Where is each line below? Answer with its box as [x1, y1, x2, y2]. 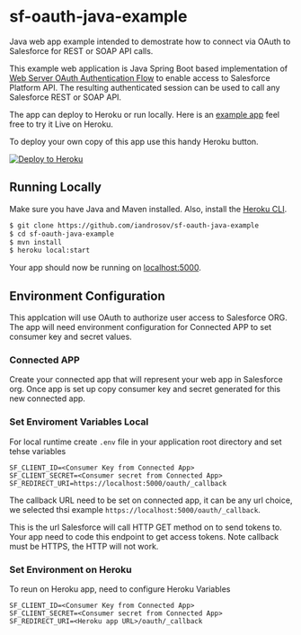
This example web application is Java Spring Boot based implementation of [9, 63, 288, 74]
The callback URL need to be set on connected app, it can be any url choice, [9, 495, 293, 505]
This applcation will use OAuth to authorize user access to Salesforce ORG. [9, 312, 288, 323]
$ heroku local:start [9, 246, 91, 255]
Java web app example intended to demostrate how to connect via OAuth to [9, 36, 291, 47]
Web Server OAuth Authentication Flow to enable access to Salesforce [9, 72, 271, 83]
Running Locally [9, 180, 102, 195]
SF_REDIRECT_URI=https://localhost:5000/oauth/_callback [9, 478, 227, 487]
